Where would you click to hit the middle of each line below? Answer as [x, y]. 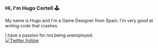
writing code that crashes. [32, 26]
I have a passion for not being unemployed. [49, 35]
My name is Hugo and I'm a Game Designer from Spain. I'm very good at [79, 21]
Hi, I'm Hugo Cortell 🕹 [32, 8]
